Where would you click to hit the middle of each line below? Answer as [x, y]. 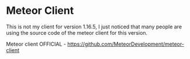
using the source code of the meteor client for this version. [77, 32]
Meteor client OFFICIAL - [36, 44]
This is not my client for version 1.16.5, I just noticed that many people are [94, 27]
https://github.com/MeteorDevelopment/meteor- [125, 44]
